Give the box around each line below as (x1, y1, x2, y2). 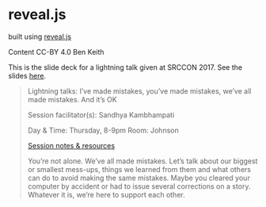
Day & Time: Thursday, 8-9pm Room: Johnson (27, 125, 180, 135)
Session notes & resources (27, 140, 116, 150)
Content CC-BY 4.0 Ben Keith (8, 47, 104, 56)
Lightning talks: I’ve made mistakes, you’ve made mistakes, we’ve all (27, 86, 252, 96)
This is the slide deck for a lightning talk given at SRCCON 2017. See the (8, 62, 243, 72)
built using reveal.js (8, 32, 72, 41)
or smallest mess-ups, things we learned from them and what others (27, 164, 252, 174)
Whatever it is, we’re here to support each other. (27, 190, 185, 199)
